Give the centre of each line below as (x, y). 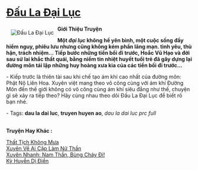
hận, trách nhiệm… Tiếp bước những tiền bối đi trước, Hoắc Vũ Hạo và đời (98, 52)
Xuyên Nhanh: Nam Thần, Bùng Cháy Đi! (56, 154)
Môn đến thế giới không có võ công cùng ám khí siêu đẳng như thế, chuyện (98, 89)
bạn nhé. (17, 101)
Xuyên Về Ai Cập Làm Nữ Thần (44, 148)
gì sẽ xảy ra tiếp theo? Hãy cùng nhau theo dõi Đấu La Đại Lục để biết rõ (94, 95)
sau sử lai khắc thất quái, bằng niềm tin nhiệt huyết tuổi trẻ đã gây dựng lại (99, 59)
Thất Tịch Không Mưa (33, 142)
